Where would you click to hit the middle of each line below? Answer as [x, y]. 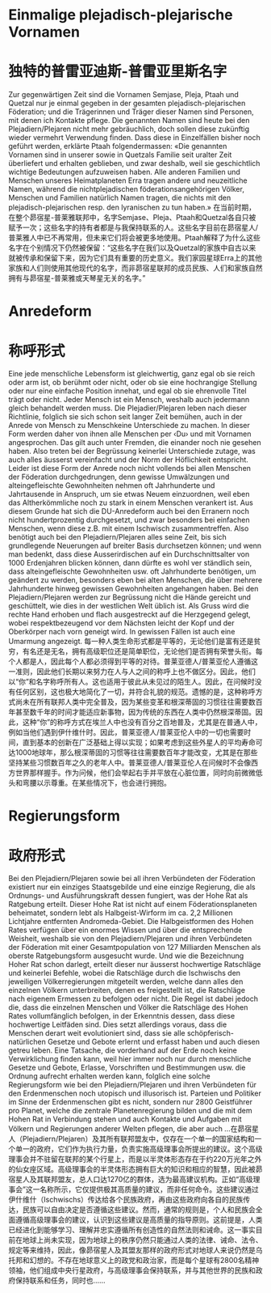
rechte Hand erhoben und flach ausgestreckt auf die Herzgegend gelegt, [130, 615]
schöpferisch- [210, 1033]
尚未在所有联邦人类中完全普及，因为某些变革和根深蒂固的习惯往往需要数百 [139, 702]
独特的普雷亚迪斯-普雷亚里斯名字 [118, 72]
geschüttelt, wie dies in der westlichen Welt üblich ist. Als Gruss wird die [129, 606]
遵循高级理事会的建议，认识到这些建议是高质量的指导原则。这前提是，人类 [139, 1220]
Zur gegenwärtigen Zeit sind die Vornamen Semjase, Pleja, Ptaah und [124, 95]
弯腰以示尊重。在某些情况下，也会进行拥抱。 [96, 783]
